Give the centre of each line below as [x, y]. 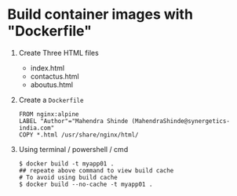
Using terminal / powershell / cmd [73, 149]
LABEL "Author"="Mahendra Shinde [73, 121]
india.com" [36, 128]
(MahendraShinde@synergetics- [181, 121]
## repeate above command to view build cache [96, 170]
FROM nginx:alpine [49, 114]
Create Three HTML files [58, 53]
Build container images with [100, 15]
